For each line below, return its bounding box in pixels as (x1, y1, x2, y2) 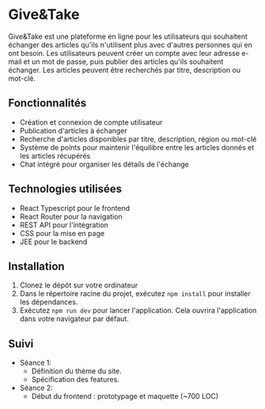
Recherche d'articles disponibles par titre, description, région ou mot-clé (19, 134, 257, 144)
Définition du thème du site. (31, 366, 123, 376)
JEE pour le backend (19, 237, 88, 246)
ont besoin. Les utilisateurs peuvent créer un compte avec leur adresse (8, 48, 240, 58)
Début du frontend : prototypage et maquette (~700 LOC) (31, 392, 219, 401)
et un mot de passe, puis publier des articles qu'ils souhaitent (23, 57, 224, 66)
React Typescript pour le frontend (19, 203, 131, 212)
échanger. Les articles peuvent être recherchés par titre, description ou (8, 65, 241, 74)
